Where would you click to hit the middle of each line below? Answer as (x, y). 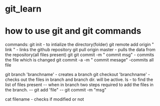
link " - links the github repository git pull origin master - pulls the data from (80, 50)
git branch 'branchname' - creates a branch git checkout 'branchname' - (78, 75)
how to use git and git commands (73, 31)
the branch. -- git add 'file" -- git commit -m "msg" (56, 90)
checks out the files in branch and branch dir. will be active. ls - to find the (79, 80)
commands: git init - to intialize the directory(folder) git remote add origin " (80, 45)
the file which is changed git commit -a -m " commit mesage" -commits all (80, 60)
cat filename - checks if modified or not (45, 99)
